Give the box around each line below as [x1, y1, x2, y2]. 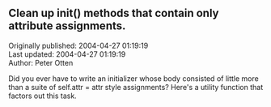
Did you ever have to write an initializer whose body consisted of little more [8, 73, 259, 83]
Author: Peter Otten [8, 58, 74, 67]
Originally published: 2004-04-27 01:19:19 [8, 41, 149, 50]
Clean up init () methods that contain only [8, 6, 219, 20]
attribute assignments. [8, 19, 126, 33]
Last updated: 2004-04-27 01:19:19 [8, 49, 126, 59]
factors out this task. [8, 91, 77, 101]
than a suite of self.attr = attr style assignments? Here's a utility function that [8, 82, 264, 92]
